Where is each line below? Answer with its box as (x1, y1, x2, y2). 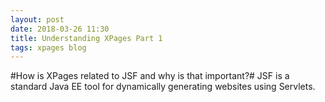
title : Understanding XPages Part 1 (10, 33, 163, 43)
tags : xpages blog (10, 42, 87, 53)
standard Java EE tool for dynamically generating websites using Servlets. (10, 81, 316, 93)
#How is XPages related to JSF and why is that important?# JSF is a (10, 70, 290, 82)
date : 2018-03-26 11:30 (10, 24, 110, 34)
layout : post (10, 14, 65, 25)
